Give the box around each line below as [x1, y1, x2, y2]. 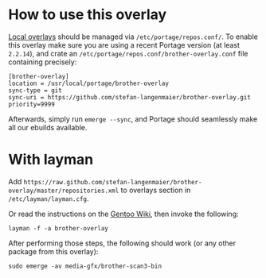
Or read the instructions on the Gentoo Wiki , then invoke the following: [8, 209, 239, 218]
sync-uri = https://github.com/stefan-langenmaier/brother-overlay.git [8, 93, 251, 101]
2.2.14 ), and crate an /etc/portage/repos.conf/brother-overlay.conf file [8, 48, 248, 58]
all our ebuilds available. [8, 122, 88, 132]
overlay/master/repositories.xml [8, 187, 119, 195]
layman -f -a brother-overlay [8, 224, 109, 232]
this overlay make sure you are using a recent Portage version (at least [8, 40, 241, 49]
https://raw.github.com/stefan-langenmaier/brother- [23, 178, 202, 186]
